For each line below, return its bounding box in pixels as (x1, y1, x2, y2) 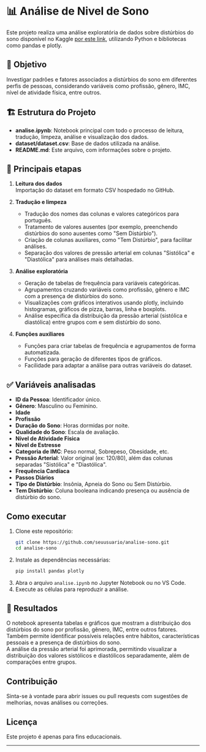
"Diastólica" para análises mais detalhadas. (24, 256, 134, 263)
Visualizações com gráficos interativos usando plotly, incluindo (24, 299, 184, 306)
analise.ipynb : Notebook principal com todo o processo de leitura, (15, 126, 184, 134)
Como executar (6, 511, 66, 522)
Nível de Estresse (15, 442, 61, 449)
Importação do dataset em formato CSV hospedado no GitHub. (15, 187, 175, 194)
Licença (6, 716, 38, 727)
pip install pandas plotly (15, 568, 85, 574)
